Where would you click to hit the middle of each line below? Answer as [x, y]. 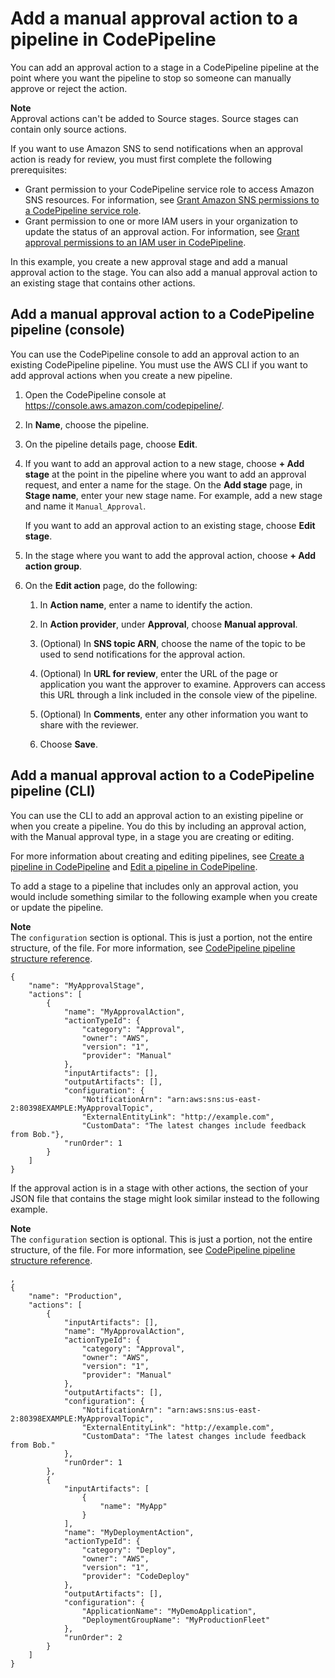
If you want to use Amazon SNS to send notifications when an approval [156, 148]
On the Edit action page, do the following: [111, 585]
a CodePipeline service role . [83, 210]
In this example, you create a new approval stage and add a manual [149, 261]
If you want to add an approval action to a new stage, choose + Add [164, 463]
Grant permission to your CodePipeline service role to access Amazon [169, 189]
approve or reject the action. [69, 88]
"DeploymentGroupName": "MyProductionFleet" [176, 1620]
